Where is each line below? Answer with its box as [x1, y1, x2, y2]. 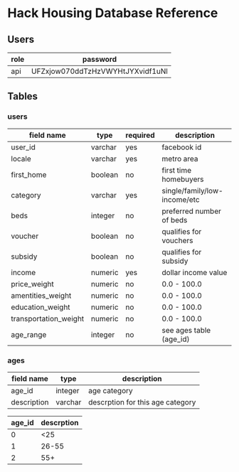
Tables [7, 90, 38, 102]
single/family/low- [161, 186, 223, 195]
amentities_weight [11, 290, 72, 300]
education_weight [11, 302, 70, 312]
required [125, 130, 155, 140]
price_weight [11, 279, 55, 289]
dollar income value [161, 267, 228, 277]
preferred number [161, 206, 222, 216]
